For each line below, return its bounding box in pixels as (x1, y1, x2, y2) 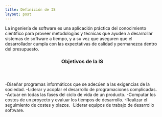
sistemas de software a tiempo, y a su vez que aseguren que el (5, 35, 133, 42)
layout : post (5, 12, 32, 17)
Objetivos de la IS (61, 58, 104, 65)
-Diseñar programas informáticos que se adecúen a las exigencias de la (5, 81, 150, 87)
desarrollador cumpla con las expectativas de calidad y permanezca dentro (5, 41, 158, 47)
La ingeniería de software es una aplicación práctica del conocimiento (5, 25, 147, 31)
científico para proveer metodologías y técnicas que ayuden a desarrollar (5, 30, 153, 36)
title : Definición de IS (5, 7, 56, 12)
